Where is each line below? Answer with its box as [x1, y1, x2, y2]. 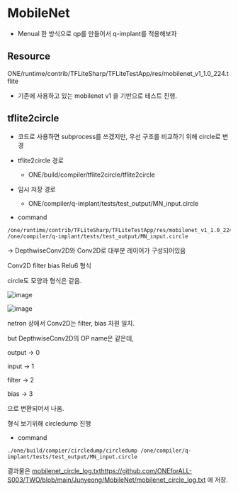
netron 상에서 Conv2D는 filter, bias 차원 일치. [7, 319, 135, 327]
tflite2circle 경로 [17, 156, 64, 165]
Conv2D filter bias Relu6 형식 [7, 261, 92, 270]
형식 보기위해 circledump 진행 [7, 419, 91, 427]
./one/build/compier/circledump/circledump [7, 447, 138, 454]
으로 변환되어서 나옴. [7, 404, 64, 412]
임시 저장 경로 [17, 184, 56, 193]
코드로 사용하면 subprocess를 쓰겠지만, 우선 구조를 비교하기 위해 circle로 [17, 132, 221, 140]
